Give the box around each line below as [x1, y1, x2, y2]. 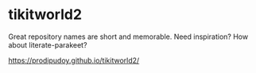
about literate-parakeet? [8, 40, 87, 49]
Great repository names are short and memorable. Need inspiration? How [8, 32, 249, 41]
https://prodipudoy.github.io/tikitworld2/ [8, 56, 140, 65]
